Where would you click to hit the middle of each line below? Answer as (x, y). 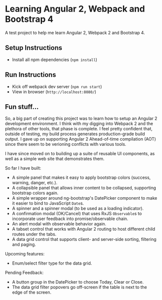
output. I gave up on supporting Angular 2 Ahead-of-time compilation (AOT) (81, 139)
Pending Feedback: (24, 273)
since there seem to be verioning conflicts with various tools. (66, 144)
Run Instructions (31, 75)
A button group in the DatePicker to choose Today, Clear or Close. (78, 282)
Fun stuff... (22, 107)
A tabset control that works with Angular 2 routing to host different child (84, 229)
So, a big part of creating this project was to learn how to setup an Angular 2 (81, 118)
